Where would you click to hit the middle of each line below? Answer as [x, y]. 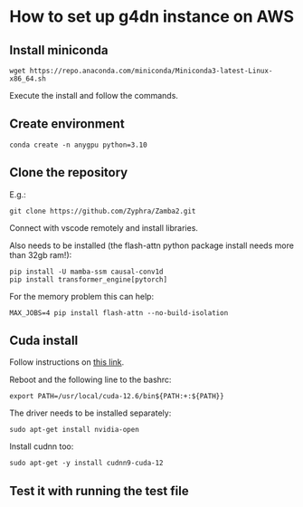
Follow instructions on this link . [67, 362]
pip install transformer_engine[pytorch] [89, 279]
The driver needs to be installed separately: [90, 413]
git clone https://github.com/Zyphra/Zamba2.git [103, 211]
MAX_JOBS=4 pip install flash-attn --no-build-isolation [119, 313]
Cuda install [44, 341]
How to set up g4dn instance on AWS [152, 17]
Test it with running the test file [99, 491]
